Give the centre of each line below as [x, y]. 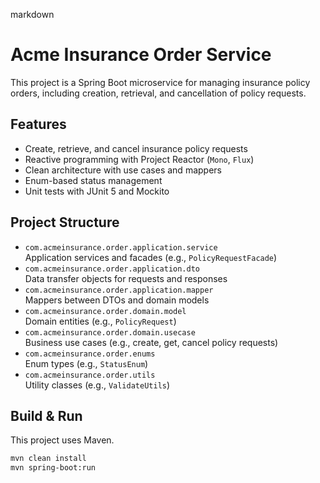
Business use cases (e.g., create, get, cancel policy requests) [151, 342]
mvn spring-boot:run [53, 468]
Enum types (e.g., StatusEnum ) [86, 363]
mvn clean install [48, 459]
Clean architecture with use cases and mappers [123, 170]
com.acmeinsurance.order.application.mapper [119, 290]
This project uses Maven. [62, 440]
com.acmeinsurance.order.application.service [121, 247]
